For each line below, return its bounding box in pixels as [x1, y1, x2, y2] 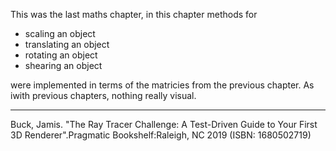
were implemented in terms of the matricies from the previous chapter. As [10, 79, 315, 91]
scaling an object [24, 28, 96, 39]
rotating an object [24, 49, 98, 61]
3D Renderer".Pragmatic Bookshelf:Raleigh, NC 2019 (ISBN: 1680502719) [10, 129, 312, 141]
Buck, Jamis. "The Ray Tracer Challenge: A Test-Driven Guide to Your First [10, 119, 318, 130]
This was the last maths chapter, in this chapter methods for [10, 9, 258, 20]
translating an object [24, 39, 110, 50]
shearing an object [24, 60, 103, 71]
